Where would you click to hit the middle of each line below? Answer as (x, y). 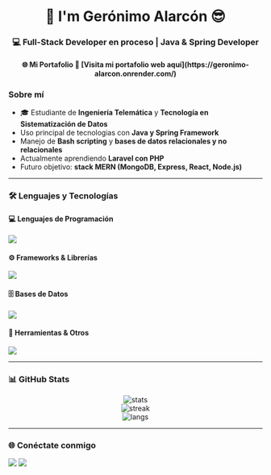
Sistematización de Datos (64, 124)
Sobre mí (26, 94)
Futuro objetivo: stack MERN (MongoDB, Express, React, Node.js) (131, 167)
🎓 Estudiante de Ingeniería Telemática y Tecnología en (114, 112)
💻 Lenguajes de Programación (61, 219)
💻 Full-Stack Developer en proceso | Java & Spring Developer (135, 42)
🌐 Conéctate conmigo (52, 445)
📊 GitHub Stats (39, 379)
